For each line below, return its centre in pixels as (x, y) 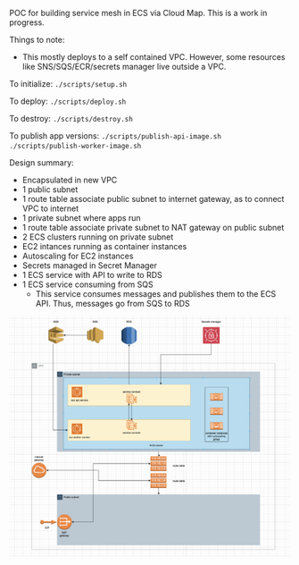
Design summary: (42, 163)
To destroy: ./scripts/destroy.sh (71, 118)
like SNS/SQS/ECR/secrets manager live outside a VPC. (124, 67)
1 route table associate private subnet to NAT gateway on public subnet (153, 228)
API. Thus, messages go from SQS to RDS (112, 304)
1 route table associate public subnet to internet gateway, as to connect (153, 199)
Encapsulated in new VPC (70, 180)
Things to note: (37, 40)
